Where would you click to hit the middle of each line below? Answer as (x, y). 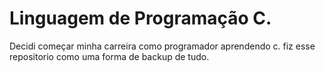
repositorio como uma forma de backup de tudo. (109, 56)
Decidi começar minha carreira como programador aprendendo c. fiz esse (162, 46)
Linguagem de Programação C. (140, 18)
